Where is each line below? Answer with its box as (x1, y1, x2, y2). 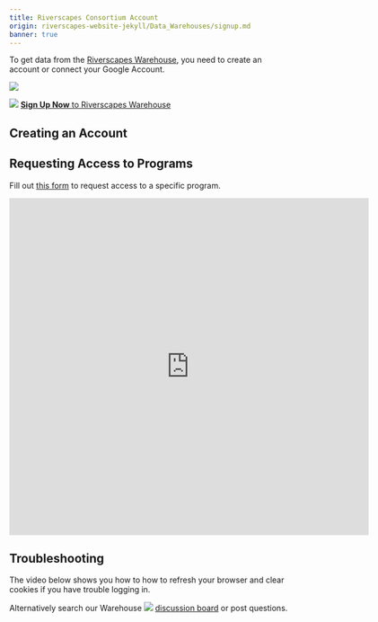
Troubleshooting (9, 550, 105, 566)
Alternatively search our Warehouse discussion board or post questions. (9, 603, 288, 614)
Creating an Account (9, 125, 128, 140)
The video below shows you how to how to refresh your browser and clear (9, 574, 285, 585)
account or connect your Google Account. (9, 64, 165, 75)
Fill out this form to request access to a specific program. (9, 180, 222, 191)
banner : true (9, 30, 58, 39)
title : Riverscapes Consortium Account (9, 13, 159, 22)
